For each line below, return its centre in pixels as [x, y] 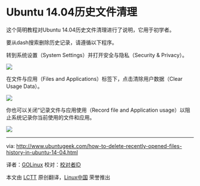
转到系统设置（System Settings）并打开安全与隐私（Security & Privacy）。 [97, 55]
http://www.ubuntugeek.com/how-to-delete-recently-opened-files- [99, 146]
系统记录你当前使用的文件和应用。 [53, 117]
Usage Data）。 [24, 86]
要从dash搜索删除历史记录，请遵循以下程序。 [62, 42]
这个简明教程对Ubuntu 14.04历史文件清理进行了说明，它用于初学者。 [90, 30]
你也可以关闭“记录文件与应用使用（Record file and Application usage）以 [96, 110]
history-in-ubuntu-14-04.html [42, 152]
